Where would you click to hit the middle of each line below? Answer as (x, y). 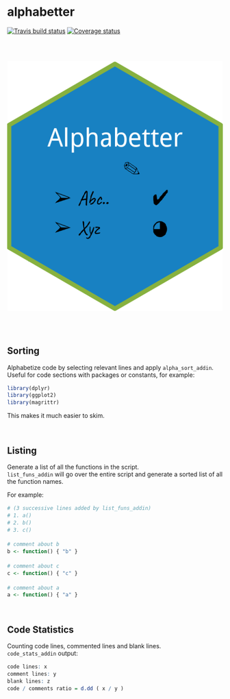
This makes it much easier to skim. (56, 416)
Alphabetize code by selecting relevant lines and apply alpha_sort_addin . (111, 367)
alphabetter (41, 12)
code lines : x (27, 667)
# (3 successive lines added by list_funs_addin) (79, 508)
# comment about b (33, 544)
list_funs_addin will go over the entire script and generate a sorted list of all (115, 474)
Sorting (23, 351)
